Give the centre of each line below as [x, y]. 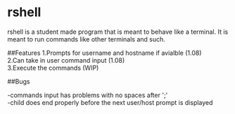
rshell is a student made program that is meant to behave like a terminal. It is [118, 32]
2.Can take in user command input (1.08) [66, 60]
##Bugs [19, 81]
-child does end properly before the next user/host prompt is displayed [110, 102]
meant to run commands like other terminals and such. [86, 39]
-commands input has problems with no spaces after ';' [88, 95]
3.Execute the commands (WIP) [53, 68]
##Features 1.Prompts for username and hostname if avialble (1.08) [104, 53]
